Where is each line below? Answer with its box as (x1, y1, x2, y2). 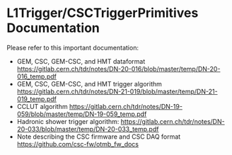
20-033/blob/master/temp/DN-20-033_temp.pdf (16, 125, 159, 133)
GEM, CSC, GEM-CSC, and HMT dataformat (16, 57, 146, 65)
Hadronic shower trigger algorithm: (16, 117, 120, 125)
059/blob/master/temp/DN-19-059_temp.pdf (16, 110, 147, 118)
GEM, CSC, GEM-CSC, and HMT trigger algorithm (16, 79, 162, 88)
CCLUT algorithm (16, 102, 68, 110)
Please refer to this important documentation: (6, 43, 139, 52)
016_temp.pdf (16, 72, 57, 81)
